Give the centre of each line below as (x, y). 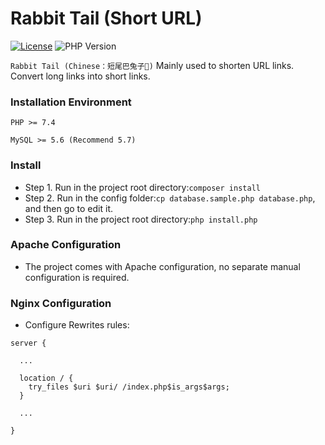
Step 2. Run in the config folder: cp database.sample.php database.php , (170, 198)
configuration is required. (77, 277)
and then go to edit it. (69, 208)
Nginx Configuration (61, 303)
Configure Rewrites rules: (77, 325)
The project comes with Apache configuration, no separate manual (162, 266)
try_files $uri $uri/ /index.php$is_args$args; (129, 387)
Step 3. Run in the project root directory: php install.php (141, 219)
